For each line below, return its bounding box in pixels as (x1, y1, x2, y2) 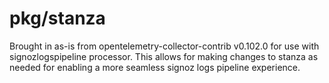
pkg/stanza (9, 7, 106, 30)
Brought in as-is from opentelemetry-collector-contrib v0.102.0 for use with (9, 40, 320, 52)
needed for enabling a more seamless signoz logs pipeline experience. (9, 61, 301, 73)
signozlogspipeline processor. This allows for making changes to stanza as (9, 50, 319, 62)
